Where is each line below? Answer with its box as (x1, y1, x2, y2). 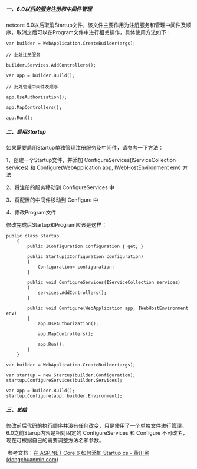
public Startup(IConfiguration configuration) (27, 253, 144, 259)
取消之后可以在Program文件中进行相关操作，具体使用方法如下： (16, 28, 172, 35)
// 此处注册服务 (6, 52, 41, 58)
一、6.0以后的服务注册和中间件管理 (6, 5, 93, 12)
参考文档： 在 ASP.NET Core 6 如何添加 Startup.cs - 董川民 (7, 449, 149, 456)
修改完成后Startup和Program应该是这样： (6, 221, 107, 228)
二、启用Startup (6, 128, 46, 135)
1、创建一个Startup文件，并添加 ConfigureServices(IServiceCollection (6, 156, 176, 163)
